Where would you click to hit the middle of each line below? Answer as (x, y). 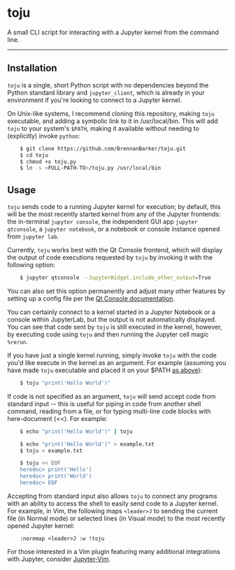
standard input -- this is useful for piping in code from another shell (104, 404)
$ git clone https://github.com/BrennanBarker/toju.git (103, 148)
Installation (32, 68)
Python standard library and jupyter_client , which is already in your (106, 92)
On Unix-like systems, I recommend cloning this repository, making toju (111, 113)
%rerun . (17, 341)
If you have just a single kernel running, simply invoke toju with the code (112, 355)
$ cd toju (34, 155)
